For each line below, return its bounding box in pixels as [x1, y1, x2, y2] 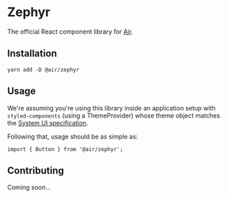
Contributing [7, 164, 64, 176]
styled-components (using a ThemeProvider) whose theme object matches [7, 111, 221, 120]
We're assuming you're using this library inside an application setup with [7, 104, 216, 112]
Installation [7, 48, 57, 59]
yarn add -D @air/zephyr [7, 66, 80, 73]
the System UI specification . [7, 118, 89, 127]
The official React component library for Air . [7, 27, 133, 36]
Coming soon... [7, 183, 51, 192]
